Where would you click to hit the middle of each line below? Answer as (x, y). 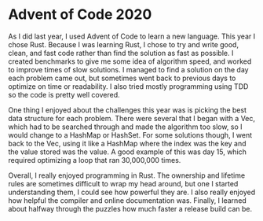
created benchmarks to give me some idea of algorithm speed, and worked (130, 61)
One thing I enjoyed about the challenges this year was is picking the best (128, 110)
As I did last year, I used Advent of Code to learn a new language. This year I (132, 36)
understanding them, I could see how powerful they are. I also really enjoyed (132, 192)
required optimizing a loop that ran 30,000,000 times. (95, 160)
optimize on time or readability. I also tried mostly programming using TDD (128, 86)
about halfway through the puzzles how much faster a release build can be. (130, 208)
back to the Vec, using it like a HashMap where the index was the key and (127, 143)
